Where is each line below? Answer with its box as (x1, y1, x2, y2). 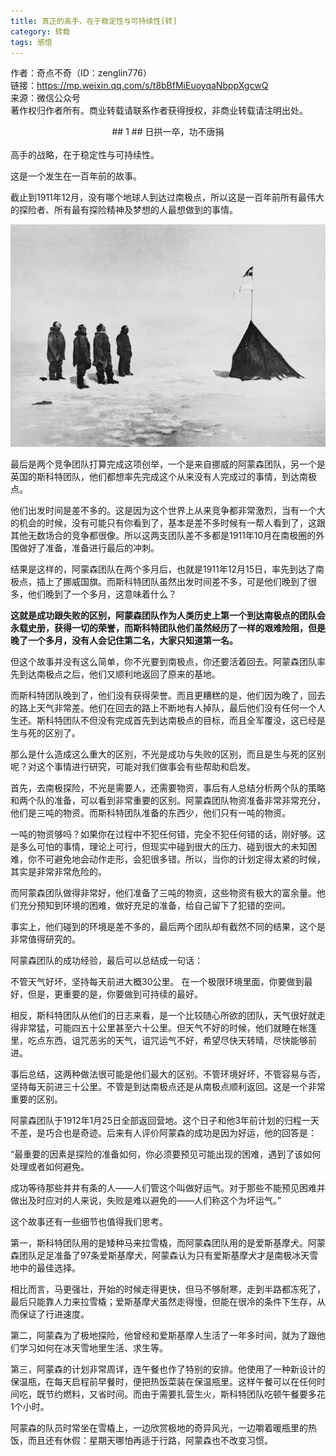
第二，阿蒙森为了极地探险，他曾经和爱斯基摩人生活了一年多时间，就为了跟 (10, 1330, 317, 1342)
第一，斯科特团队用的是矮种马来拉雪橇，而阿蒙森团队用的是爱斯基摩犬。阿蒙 (10, 1237, 326, 1249)
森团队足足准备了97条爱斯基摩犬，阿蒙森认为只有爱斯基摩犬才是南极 (10, 1250, 293, 1262)
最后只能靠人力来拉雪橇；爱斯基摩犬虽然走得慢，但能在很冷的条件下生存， (10, 1296, 317, 1308)
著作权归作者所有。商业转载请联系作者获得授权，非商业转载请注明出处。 (10, 105, 308, 117)
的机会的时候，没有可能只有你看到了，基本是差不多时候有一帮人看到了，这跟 (10, 517, 326, 529)
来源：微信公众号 (10, 92, 81, 104)
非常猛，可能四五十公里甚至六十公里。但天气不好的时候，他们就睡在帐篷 (18, 1022, 317, 1034)
